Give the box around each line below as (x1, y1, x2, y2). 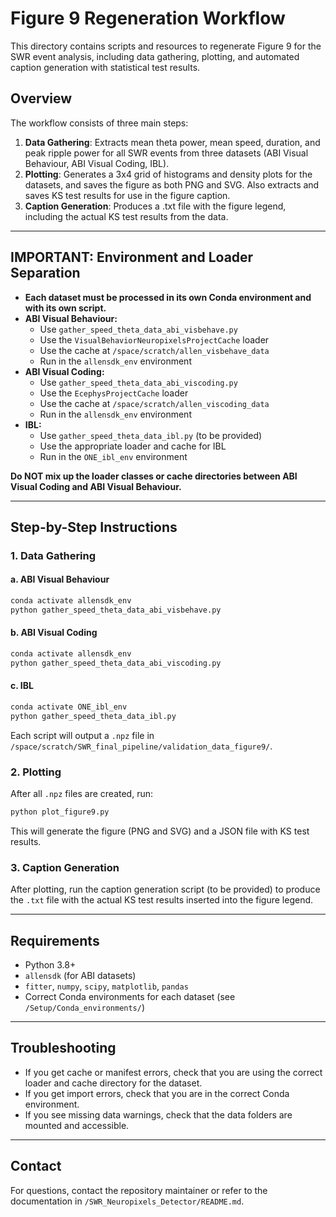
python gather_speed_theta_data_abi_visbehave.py (10, 605, 222, 615)
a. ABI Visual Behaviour (10, 573, 110, 586)
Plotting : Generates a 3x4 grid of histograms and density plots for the (24, 168, 313, 180)
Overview (10, 90, 73, 107)
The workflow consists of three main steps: (10, 117, 189, 129)
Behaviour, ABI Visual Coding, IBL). (24, 157, 170, 169)
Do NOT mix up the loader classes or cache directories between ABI (10, 470, 298, 482)
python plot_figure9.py (10, 807, 110, 817)
